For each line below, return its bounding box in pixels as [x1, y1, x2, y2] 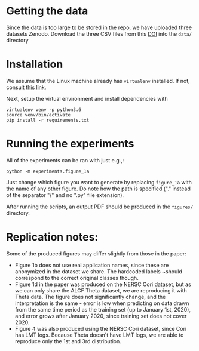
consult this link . [6, 84, 47, 91]
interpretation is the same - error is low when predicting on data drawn [14, 300, 189, 307]
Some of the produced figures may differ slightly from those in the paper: [6, 250, 186, 257]
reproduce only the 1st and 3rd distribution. [14, 337, 121, 344]
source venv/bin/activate [6, 112, 71, 118]
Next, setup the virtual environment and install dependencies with [6, 95, 169, 102]
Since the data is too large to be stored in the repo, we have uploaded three [6, 24, 192, 31]
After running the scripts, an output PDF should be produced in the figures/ [6, 203, 194, 210]
